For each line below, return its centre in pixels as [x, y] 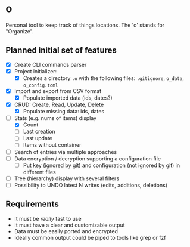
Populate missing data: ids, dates [64, 112]
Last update [38, 138]
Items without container [52, 145]
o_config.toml [41, 85]
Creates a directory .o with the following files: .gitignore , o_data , [103, 78]
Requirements [32, 204]
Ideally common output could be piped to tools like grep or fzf [90, 237]
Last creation [39, 132]
